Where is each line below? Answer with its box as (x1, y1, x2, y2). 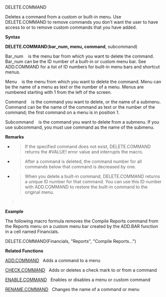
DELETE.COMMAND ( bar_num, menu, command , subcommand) (5, 44, 138, 49)
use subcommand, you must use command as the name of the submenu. (5, 124, 155, 130)
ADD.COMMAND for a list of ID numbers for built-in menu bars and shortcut (5, 64, 160, 70)
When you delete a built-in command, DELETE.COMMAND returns (24, 173, 161, 179)
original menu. (24, 189, 55, 195)
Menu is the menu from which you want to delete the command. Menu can (5, 79, 162, 84)
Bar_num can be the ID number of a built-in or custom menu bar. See (5, 59, 147, 64)
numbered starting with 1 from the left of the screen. (5, 89, 112, 95)
